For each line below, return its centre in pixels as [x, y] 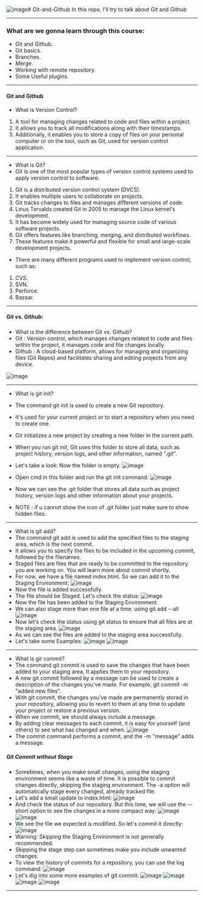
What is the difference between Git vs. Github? [73, 332]
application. [30, 147]
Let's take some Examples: [49, 641]
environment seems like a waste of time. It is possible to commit [95, 778]
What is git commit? [40, 659]
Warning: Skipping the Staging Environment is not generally [89, 837]
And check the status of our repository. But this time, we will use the [100, 805]
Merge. [24, 63]
